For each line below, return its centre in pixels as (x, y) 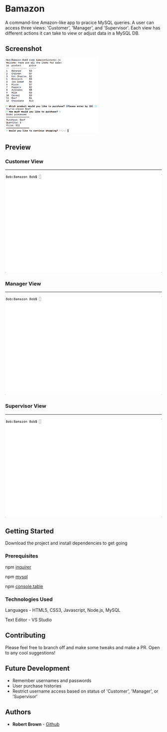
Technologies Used (29, 599)
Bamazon (25, 9)
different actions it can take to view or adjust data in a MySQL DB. (73, 33)
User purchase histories (37, 686)
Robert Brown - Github (36, 724)
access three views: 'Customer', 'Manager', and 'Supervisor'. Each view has (83, 27)
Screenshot (24, 49)
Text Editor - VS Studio (29, 620)
